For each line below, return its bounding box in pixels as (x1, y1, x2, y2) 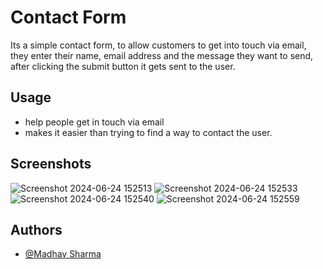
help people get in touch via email (24, 116, 165, 128)
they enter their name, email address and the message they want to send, (10, 49, 314, 61)
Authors (10, 221, 63, 238)
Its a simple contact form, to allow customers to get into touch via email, (10, 39, 307, 51)
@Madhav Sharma (24, 248, 102, 260)
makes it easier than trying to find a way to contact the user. (24, 126, 273, 138)
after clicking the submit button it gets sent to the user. (10, 60, 236, 72)
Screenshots (10, 156, 92, 173)
